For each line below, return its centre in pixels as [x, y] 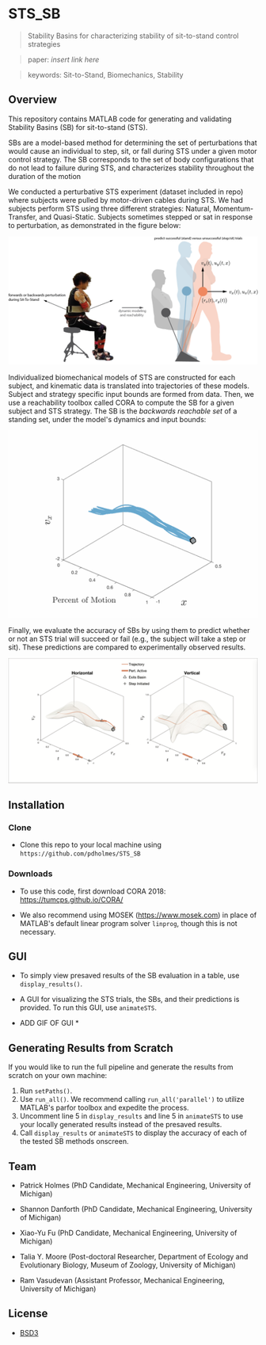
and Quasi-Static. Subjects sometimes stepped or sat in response [146, 217]
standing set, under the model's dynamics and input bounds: [107, 419]
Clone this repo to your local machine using [91, 845]
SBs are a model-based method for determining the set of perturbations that [133, 143]
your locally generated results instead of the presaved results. [121, 1125]
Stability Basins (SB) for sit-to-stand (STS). [78, 127]
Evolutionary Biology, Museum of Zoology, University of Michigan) [127, 1265]
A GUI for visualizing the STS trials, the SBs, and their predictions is [129, 1000]
